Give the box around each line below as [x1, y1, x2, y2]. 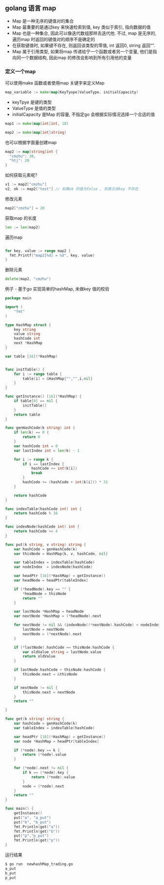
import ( [5, 305, 23, 309]
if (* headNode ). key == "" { [14, 587, 71, 592]
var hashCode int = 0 [14, 443, 58, 449]
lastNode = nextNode [22, 627, 64, 632]
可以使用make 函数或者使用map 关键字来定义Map [5, 80, 105, 86]
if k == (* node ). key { [22, 770, 69, 775]
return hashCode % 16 [14, 511, 58, 516]
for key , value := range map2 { [5, 248, 71, 253]
